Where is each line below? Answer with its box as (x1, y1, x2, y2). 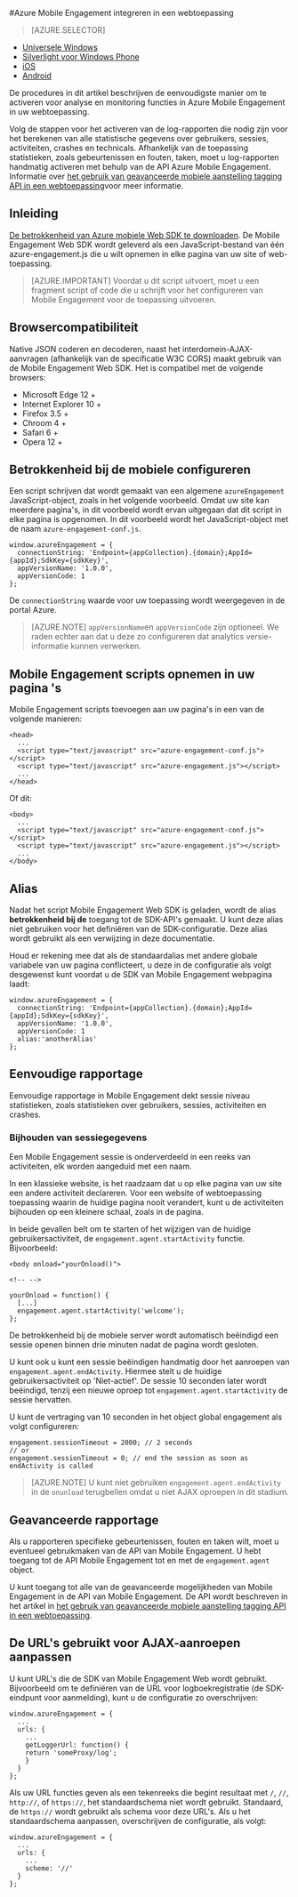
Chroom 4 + (21, 417, 67, 428)
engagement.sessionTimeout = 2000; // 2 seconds (9, 1438, 193, 1448)
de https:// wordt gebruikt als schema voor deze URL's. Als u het (9, 1805, 251, 1817)
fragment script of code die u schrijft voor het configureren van (30, 285, 264, 295)
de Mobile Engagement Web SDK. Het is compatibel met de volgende (9, 362, 264, 373)
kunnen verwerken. (70, 640, 142, 652)
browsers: (9, 372, 46, 382)
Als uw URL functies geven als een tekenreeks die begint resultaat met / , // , (9, 1787, 289, 1797)
